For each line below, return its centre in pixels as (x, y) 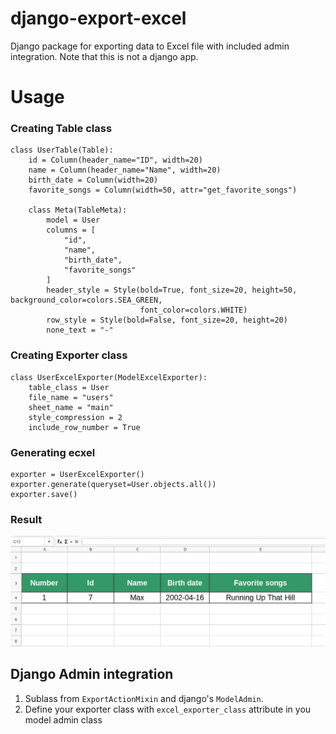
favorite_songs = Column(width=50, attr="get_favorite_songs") (163, 190)
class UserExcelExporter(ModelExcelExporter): (109, 377)
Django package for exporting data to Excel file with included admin (150, 46)
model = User (73, 220)
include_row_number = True (84, 427)
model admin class (63, 719)
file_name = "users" (71, 397)
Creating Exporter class (69, 355)
